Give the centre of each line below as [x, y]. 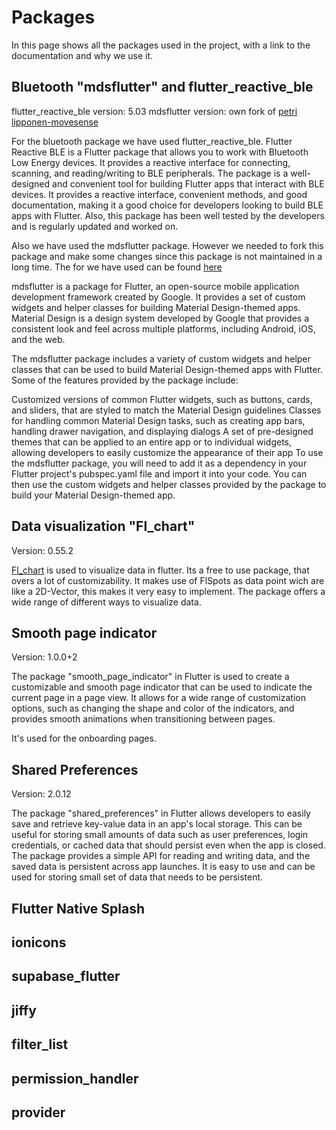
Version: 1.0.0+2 [44, 657]
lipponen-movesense [55, 122]
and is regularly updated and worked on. [95, 226]
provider [38, 1112]
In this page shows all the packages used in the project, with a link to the [161, 45]
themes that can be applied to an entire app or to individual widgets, [152, 442]
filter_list [40, 1044]
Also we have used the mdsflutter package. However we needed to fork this [167, 245]
